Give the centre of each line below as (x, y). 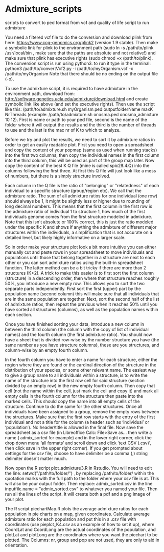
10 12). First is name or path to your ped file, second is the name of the (76, 120)
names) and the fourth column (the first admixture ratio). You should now (79, 335)
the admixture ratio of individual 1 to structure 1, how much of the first (75, 211)
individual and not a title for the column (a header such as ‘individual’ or (77, 422)
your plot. (15, 499)
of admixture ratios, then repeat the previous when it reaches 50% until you (81, 304)
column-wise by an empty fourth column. (47, 350)
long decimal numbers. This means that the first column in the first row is (79, 206)
